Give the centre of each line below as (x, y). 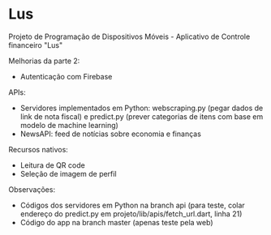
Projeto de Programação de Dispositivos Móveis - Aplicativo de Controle (129, 36)
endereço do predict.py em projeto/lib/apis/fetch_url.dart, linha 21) (131, 214)
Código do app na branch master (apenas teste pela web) (116, 222)
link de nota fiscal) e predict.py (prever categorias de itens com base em (142, 116)
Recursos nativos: (39, 149)
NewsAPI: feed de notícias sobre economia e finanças (110, 134)
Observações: (32, 189)
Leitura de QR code (52, 165)
